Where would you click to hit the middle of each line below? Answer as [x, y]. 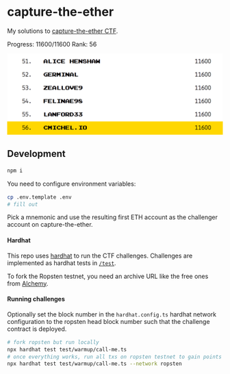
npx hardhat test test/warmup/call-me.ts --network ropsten [95, 364]
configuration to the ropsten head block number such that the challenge [108, 321]
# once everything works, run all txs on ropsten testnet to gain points [115, 357]
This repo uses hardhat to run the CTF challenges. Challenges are [100, 255]
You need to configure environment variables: [72, 184]
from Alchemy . [28, 283]
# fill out [23, 204]
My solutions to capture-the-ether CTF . [63, 31]
